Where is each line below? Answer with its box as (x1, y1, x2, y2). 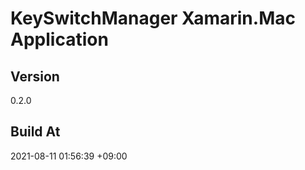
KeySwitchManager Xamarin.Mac (10, 7, 296, 30)
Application (10, 28, 109, 51)
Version (10, 68, 60, 85)
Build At (10, 123, 61, 141)
